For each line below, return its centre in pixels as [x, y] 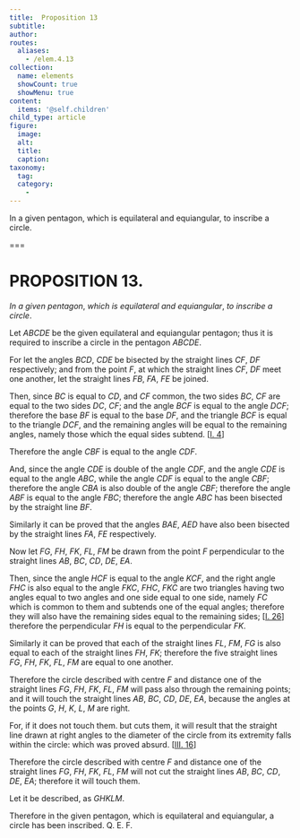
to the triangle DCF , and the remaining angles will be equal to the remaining [148, 424]
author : [24, 34]
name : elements [46, 76]
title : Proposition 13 [54, 17]
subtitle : [28, 26]
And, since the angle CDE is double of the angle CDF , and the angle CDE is [147, 469]
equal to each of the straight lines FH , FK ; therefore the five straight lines [143, 652]
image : [30, 134]
